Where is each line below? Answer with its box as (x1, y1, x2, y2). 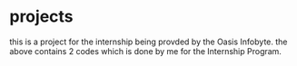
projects (9, 6, 74, 27)
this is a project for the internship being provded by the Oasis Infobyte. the (9, 36, 288, 47)
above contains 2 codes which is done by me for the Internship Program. (9, 45, 282, 56)
